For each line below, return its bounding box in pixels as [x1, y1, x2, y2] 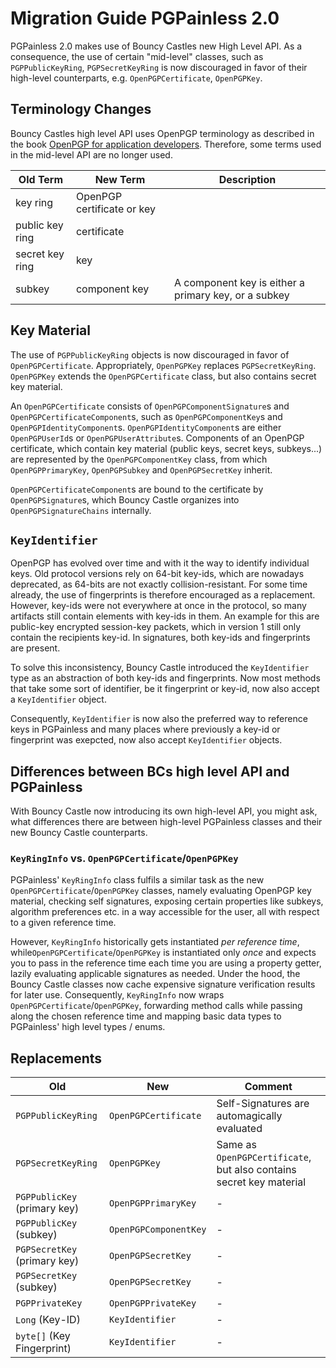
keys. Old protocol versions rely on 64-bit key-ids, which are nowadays [10, 568, 305, 580]
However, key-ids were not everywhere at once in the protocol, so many [10, 600, 307, 612]
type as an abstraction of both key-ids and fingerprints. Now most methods [10, 672, 321, 684]
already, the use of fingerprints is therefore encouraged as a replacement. [10, 589, 316, 601]
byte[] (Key [15, 1329, 71, 1343]
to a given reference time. [10, 917, 117, 929]
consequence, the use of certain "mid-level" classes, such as [10, 50, 264, 62]
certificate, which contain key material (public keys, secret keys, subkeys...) [10, 442, 323, 454]
